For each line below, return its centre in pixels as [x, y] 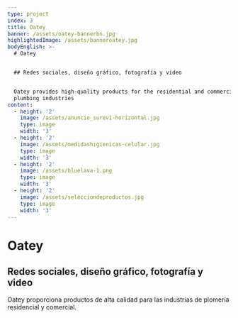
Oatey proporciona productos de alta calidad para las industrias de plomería [118, 300]
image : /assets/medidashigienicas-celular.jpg [90, 144]
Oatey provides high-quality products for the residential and [109, 92]
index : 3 [20, 21]
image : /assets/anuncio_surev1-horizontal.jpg [90, 118]
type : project [28, 14]
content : [20, 105]
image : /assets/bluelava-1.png [66, 171]
